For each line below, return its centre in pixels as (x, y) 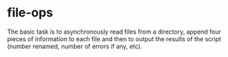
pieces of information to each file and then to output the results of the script (114, 38)
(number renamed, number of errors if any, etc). (75, 46)
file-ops (30, 13)
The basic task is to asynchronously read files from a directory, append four (114, 32)
